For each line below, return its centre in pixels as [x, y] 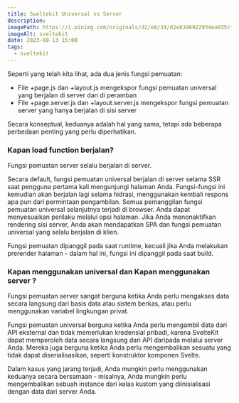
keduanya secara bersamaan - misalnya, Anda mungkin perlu [97, 377]
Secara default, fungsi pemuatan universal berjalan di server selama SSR [114, 179]
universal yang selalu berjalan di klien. [63, 232]
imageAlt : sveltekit [38, 34]
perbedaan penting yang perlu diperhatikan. [72, 131]
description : [27, 21]
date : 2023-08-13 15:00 [43, 41]
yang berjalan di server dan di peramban [77, 95]
